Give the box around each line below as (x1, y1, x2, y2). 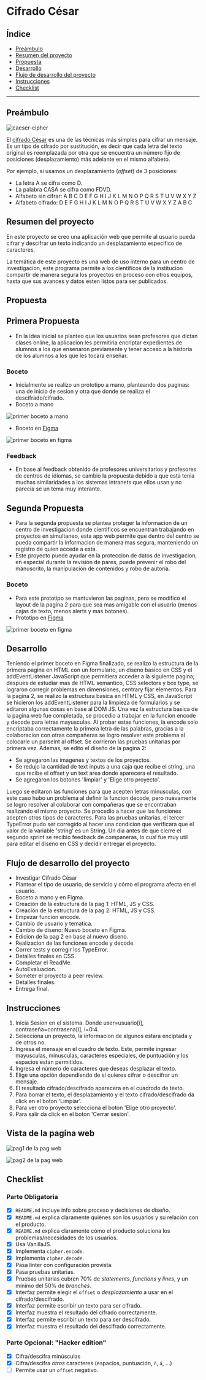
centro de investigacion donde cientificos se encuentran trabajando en (15, 526, 194, 533)
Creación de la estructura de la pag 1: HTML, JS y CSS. (15, 901, 155, 908)
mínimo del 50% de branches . (15, 1282, 92, 1290)
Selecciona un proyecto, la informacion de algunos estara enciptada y (15, 1032, 192, 1039)
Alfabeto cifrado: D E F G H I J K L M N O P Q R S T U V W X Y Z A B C (15, 198, 193, 206)
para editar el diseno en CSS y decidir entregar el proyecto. (6, 840, 156, 848)
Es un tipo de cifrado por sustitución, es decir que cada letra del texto (6, 142, 183, 150)
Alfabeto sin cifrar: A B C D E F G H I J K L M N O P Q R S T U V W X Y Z (15, 192, 197, 200)
